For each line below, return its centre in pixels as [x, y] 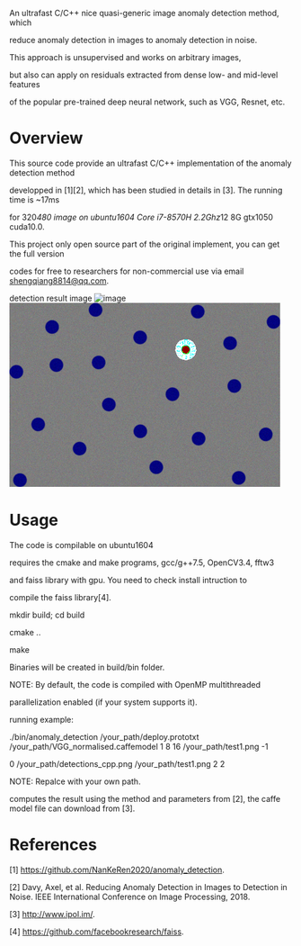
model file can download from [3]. [72, 808]
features [25, 84]
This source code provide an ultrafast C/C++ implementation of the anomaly [150, 163]
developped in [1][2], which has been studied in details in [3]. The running [146, 190]
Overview [46, 138]
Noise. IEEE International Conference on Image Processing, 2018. [130, 896]
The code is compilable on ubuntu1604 [82, 545]
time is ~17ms [35, 199]
